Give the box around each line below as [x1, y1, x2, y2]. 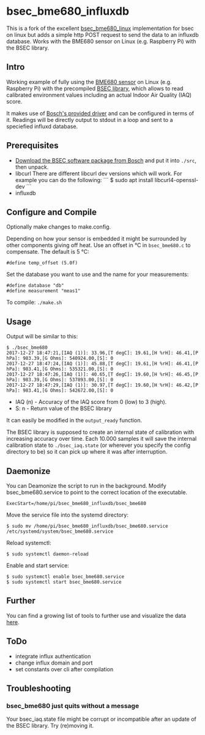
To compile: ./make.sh [6, 299, 62, 306]
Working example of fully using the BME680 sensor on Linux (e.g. [6, 78, 172, 85]
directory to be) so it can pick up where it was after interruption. [6, 448, 168, 455]
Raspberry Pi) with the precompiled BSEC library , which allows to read [6, 85, 184, 92]
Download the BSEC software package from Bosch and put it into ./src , [15, 156, 197, 164]
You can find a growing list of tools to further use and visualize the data [6, 612, 187, 619]
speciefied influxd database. [6, 123, 78, 130]
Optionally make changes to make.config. [6, 223, 111, 230]
